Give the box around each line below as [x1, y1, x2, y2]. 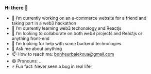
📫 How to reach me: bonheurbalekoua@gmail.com [11, 51, 115, 57]
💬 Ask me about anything [11, 46, 62, 52]
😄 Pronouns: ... [11, 58, 43, 64]
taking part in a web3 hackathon [11, 20, 76, 26]
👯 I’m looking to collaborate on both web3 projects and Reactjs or [11, 31, 143, 37]
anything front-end [11, 36, 50, 41]
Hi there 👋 [4, 4, 29, 11]
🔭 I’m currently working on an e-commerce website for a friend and [11, 15, 147, 21]
